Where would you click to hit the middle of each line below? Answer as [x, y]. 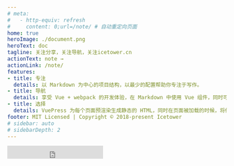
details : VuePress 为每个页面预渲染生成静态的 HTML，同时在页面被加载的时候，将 [119, 110]
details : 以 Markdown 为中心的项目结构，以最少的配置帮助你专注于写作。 [108, 85]
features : [22, 72]
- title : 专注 [27, 78]
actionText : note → [36, 59]
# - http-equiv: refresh [46, 20]
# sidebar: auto [31, 123]
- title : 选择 [27, 104]
